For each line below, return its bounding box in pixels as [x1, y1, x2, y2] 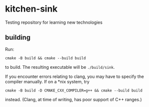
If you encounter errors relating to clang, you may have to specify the [5, 74, 144, 79]
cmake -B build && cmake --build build [5, 56, 86, 61]
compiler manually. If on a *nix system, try [5, 78, 90, 84]
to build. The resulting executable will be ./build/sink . [5, 64, 115, 70]
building [5, 33, 31, 42]
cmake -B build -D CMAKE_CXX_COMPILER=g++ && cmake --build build [5, 88, 143, 93]
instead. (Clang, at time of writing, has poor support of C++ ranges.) [5, 96, 142, 102]
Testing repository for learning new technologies [5, 19, 103, 25]
